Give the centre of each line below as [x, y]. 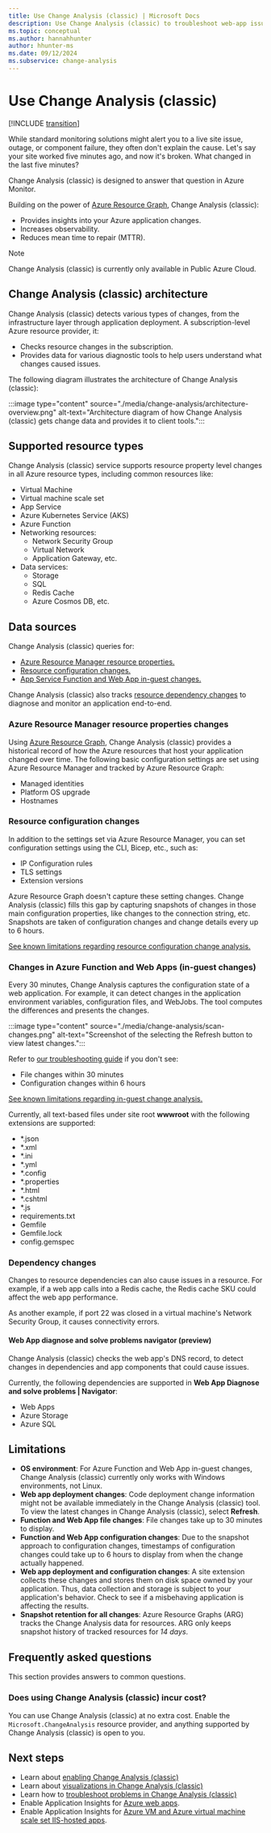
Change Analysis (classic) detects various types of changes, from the [124, 314]
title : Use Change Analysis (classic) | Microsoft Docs [104, 16]
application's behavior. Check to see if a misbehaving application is [132, 1598]
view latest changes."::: [47, 1043]
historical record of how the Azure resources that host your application [126, 750]
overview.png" [32, 412]
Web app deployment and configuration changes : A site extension [132, 1572]
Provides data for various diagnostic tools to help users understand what [141, 355]
